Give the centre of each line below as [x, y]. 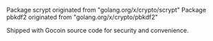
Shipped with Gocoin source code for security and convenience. [98, 30]
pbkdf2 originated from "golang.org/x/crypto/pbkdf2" [82, 17]
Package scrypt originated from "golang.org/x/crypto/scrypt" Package [106, 10]
